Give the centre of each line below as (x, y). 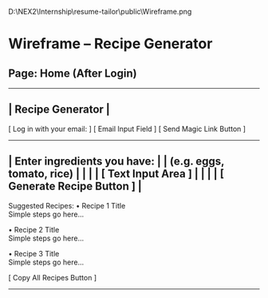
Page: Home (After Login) (73, 73)
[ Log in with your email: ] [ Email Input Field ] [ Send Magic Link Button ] (127, 129)
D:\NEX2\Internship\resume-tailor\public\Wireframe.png (100, 12)
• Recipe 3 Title (34, 253)
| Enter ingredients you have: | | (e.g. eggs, (116, 162)
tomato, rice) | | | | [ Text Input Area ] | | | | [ (116, 174)
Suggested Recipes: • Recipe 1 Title (67, 205)
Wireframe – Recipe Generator (110, 44)
